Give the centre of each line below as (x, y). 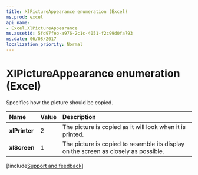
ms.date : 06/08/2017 (32, 39)
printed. (73, 134)
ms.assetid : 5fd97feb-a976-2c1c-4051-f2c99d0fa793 (70, 34)
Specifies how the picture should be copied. (60, 102)
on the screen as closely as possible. (113, 151)
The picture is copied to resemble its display (123, 144)
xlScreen (22, 147)
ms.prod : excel (25, 17)
